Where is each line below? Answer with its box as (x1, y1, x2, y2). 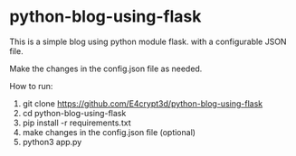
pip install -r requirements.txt (22, 117, 131, 128)
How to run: (9, 80, 53, 91)
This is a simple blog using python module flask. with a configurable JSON (9, 36, 287, 47)
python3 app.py (22, 136, 82, 147)
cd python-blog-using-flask (22, 107, 127, 118)
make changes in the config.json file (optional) (22, 126, 196, 137)
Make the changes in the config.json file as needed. (9, 63, 203, 74)
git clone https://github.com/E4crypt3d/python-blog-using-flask (22, 97, 263, 109)
